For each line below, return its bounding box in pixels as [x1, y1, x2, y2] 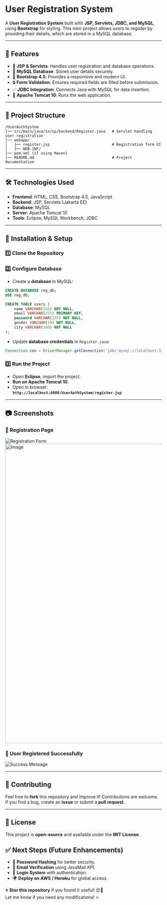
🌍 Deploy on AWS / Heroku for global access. [12, 875, 108, 882]
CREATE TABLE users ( [5, 302, 50, 306]
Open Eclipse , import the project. [12, 373, 81, 380]
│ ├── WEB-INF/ [5, 146, 41, 151]
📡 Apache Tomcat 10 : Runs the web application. [12, 92, 112, 98]
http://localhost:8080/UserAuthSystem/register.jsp [12, 390, 122, 395]
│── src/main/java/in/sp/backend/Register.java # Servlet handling [5, 129, 153, 134]
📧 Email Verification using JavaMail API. [12, 865, 95, 871]
